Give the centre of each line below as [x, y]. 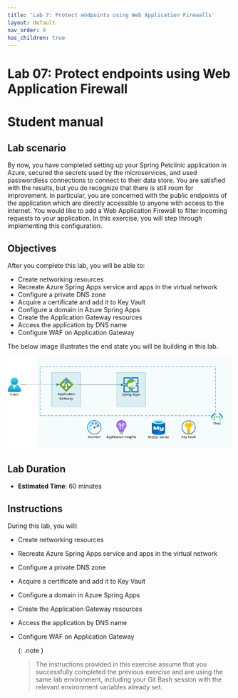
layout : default [31, 23]
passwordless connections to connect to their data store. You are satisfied [117, 180]
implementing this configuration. [55, 226]
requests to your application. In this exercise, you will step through [105, 219]
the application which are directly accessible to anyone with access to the [116, 203]
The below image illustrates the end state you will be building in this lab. [113, 346]
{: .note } [31, 650]
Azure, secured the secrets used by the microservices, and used [102, 173]
